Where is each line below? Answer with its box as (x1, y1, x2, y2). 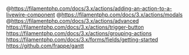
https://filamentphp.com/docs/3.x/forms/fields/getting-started (6, 36, 158, 43)
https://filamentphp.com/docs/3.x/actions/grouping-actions (6, 30, 152, 37)
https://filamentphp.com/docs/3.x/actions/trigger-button (6, 23, 144, 30)
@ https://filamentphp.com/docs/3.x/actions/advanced (6, 18, 139, 24)
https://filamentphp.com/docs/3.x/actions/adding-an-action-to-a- (11, 5, 172, 12)
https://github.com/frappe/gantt (6, 42, 84, 49)
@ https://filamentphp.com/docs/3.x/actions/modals (56, 11, 183, 18)
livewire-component (6, 11, 55, 18)
